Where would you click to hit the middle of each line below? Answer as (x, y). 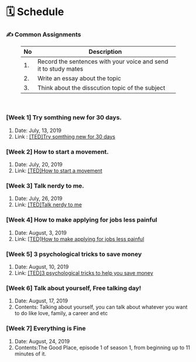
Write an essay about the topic (80, 78)
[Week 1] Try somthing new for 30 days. (64, 118)
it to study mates (61, 69)
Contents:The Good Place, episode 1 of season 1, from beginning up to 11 (102, 347)
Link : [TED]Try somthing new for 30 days (65, 136)
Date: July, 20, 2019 (39, 164)
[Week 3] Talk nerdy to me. (45, 186)
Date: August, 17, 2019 (41, 301)
